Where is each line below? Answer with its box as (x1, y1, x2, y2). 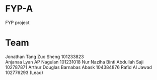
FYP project (5, 19, 30, 25)
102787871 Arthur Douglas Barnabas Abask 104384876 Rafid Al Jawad (5, 64, 152, 70)
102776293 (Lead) (5, 69, 44, 75)
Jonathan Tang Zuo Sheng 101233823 (5, 53, 84, 59)
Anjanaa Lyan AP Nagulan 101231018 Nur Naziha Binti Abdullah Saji (5, 58, 144, 65)
